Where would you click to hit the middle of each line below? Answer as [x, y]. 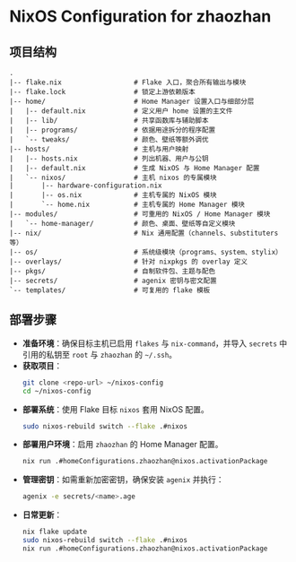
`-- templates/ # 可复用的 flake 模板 [110, 290]
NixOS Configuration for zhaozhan [140, 17]
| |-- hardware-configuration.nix [86, 186]
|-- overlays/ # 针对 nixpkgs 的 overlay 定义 [129, 262]
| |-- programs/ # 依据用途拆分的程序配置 [113, 130]
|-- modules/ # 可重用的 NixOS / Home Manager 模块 [140, 214]
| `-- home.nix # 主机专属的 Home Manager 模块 [127, 204]
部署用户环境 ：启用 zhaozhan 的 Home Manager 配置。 [122, 445]
